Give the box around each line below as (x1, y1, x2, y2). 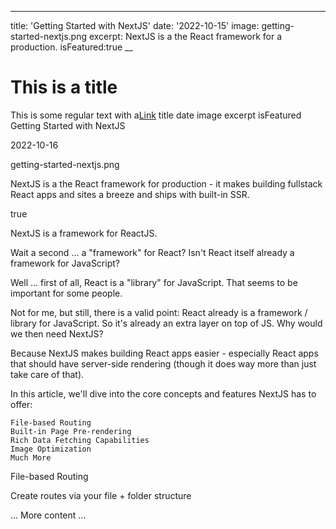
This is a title (10, 76, 118, 99)
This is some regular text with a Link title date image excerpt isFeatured (10, 109, 302, 121)
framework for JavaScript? (10, 257, 120, 269)
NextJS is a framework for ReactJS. (10, 227, 158, 239)
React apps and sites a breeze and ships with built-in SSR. (10, 188, 250, 200)
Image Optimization (10, 444, 92, 454)
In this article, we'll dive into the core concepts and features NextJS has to (10, 387, 317, 400)
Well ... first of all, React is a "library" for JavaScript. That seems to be (10, 276, 298, 288)
